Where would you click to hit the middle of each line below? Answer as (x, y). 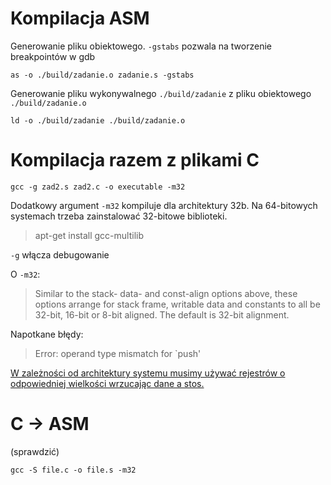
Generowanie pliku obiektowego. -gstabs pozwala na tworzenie (141, 46)
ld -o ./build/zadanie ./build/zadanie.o (98, 120)
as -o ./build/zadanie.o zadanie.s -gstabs (102, 75)
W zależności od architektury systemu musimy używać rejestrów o (148, 373)
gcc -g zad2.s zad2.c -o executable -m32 (98, 187)
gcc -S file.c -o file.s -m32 (73, 470)
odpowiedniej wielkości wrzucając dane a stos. (107, 383)
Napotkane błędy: (47, 334)
